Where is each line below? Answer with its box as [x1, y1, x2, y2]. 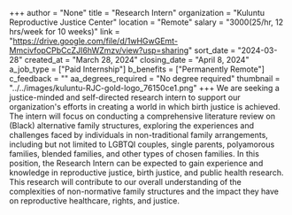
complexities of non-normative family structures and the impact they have [9, 186, 280, 196]
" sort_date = [188, 45, 236, 56]
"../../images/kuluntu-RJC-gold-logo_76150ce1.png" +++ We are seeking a [9, 83, 280, 93]
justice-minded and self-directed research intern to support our [9, 92, 241, 103]
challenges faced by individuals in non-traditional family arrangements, [9, 130, 268, 140]
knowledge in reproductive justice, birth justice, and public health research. [9, 167, 284, 178]
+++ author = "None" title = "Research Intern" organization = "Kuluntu [9, 8, 265, 18]
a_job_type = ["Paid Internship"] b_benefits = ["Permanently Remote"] [9, 64, 265, 74]
